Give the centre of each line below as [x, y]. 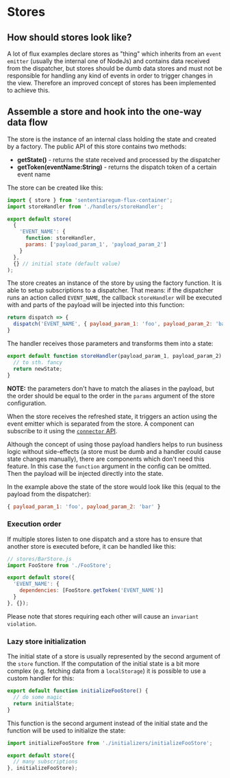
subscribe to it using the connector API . [62, 431]
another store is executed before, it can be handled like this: [92, 546]
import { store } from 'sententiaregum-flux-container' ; [90, 200]
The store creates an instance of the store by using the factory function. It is [115, 283]
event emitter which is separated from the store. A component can [101, 424]
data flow [27, 123]
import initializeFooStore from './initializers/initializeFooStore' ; [110, 743]
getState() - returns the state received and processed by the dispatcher [118, 159]
